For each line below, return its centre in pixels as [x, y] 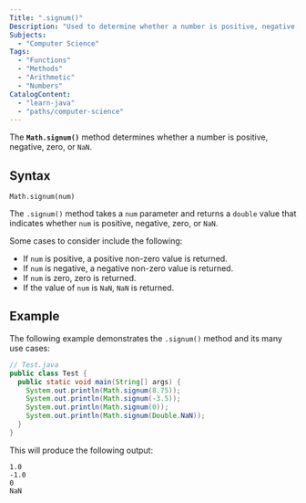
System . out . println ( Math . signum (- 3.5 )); [103, 399]
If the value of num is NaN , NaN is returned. [98, 288]
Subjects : [28, 35]
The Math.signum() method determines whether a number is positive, [139, 137]
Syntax [30, 176]
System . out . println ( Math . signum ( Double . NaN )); [116, 416]
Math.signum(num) [42, 197]
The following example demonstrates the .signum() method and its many [146, 338]
